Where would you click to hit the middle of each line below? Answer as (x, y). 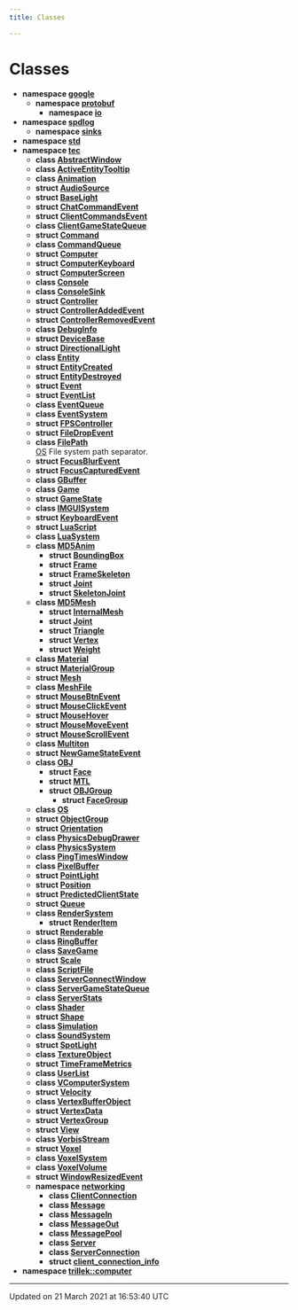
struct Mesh (58, 677)
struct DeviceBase (70, 339)
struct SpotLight (66, 1045)
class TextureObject (74, 1054)
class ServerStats (69, 997)
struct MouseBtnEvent (78, 696)
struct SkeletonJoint (87, 593)
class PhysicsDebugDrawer (87, 838)
